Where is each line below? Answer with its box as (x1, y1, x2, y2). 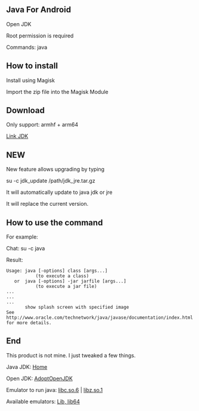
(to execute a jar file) (35, 284, 97, 290)
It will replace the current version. (6, 200, 89, 208)
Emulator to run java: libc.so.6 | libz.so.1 (6, 386, 103, 393)
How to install (6, 61, 58, 71)
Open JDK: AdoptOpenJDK (6, 375, 73, 382)
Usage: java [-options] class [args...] (6, 268, 108, 274)
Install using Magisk (6, 77, 55, 84)
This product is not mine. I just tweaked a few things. (6, 352, 136, 359)
